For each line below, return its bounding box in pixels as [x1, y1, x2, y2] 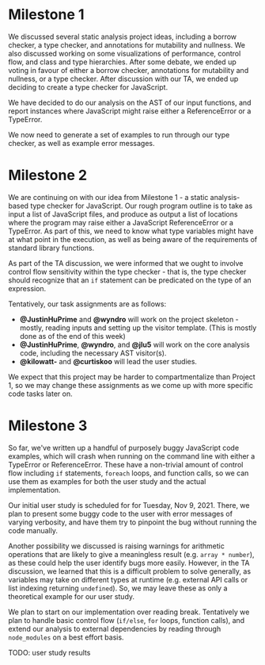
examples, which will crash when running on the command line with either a [8, 451, 256, 461]
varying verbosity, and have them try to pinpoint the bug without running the [8, 517, 257, 527]
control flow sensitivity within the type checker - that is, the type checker [8, 267, 247, 276]
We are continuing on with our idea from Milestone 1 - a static [8, 192, 209, 202]
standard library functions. [8, 243, 95, 252]
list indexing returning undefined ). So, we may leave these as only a [8, 583, 228, 593]
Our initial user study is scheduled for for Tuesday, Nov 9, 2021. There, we [8, 500, 250, 509]
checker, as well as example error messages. [8, 138, 156, 148]
